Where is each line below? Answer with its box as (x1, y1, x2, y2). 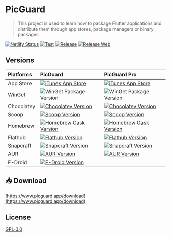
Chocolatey (8, 102, 36, 110)
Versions (5, 56, 35, 65)
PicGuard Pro (104, 71, 137, 78)
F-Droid (8, 159, 27, 166)
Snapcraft (8, 142, 32, 149)
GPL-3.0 (5, 226, 23, 232)
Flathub (8, 134, 26, 141)
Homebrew (8, 122, 35, 129)
